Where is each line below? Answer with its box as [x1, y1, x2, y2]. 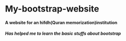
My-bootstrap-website [5, 3, 99, 14]
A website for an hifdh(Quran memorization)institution [5, 19, 118, 25]
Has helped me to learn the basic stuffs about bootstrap [5, 30, 121, 37]
